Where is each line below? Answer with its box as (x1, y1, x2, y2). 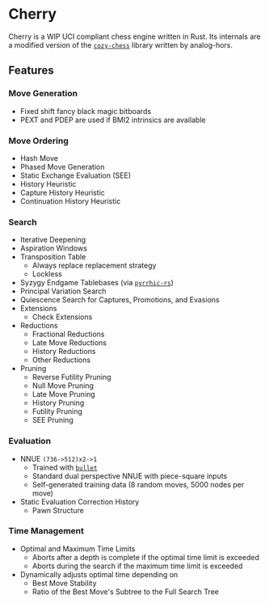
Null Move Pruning (32, 381, 95, 390)
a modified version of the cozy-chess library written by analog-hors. (8, 40, 233, 49)
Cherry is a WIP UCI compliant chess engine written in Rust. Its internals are (8, 32, 261, 41)
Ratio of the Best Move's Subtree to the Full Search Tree (32, 587, 220, 597)
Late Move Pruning (32, 390, 95, 399)
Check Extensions (32, 312, 93, 322)
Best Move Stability (32, 578, 97, 588)
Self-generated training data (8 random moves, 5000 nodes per (32, 479, 245, 489)
